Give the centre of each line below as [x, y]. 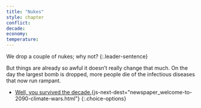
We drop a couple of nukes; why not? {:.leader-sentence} [77, 56]
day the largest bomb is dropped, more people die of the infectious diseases [100, 74]
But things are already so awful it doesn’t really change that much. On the [97, 68]
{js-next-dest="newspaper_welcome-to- [142, 92]
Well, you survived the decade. [53, 92]
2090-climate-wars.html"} [47, 98]
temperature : [22, 39]
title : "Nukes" [25, 12]
